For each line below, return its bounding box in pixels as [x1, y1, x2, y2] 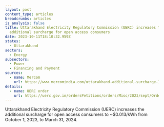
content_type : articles [5, 12, 54, 17]
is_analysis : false [5, 20, 45, 26]
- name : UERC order [9, 89, 49, 93]
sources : [5, 71, 23, 75]
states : [5, 39, 21, 44]
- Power [9, 61, 25, 66]
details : [5, 84, 23, 89]
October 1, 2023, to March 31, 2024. [5, 117, 78, 123]
